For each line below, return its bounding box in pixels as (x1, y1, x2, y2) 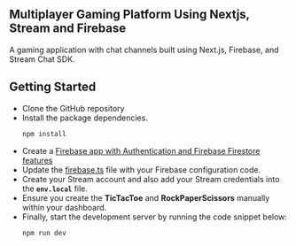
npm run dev (21, 228, 66, 237)
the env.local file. (21, 183, 89, 194)
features (21, 155, 53, 165)
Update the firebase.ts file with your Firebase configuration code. (21, 164, 261, 175)
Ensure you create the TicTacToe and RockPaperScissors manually (21, 192, 270, 203)
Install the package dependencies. (21, 112, 148, 123)
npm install (21, 129, 66, 138)
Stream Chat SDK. (9, 53, 75, 65)
